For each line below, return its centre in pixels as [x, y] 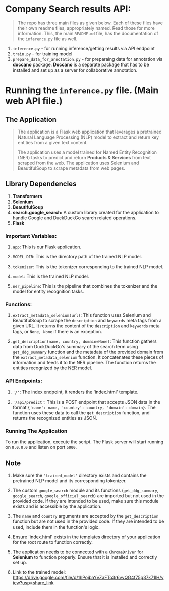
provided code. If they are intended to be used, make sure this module [86, 501]
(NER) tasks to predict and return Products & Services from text [84, 157]
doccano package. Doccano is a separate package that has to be [81, 64]
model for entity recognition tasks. [48, 291]
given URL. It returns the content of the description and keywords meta [86, 326]
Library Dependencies [41, 184]
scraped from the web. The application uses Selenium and [78, 163]
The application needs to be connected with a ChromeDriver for [78, 552]
